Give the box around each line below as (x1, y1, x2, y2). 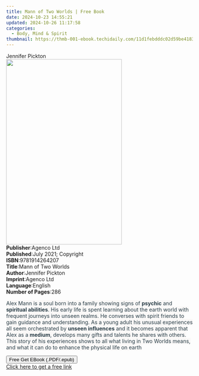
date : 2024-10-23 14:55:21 (6, 14, 73, 20)
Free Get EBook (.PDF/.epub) (9, 356, 75, 362)
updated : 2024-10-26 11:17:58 (6, 20, 81, 26)
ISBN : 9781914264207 (6, 257, 59, 264)
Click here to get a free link (6, 363, 72, 370)
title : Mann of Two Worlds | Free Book (6, 8, 105, 15)
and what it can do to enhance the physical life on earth (6, 344, 142, 350)
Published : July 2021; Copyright (6, 250, 84, 257)
